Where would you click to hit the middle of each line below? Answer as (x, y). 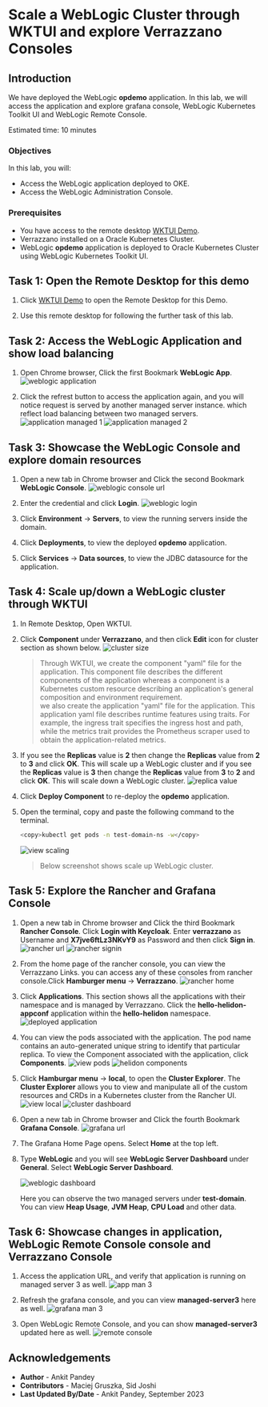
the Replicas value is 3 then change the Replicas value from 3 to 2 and (137, 772)
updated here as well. (56, 1333)
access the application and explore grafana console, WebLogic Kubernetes (132, 106)
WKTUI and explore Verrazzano (115, 32)
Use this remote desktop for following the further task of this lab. (126, 316)
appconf (34, 1013)
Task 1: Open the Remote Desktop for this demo (129, 281)
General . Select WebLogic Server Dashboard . (96, 1167)
